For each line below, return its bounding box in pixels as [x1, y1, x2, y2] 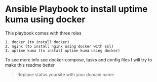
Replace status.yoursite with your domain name [17, 71, 115, 77]
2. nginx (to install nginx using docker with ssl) [5, 44, 114, 49]
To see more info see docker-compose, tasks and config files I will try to [5, 56, 152, 62]
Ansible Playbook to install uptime [5, 3, 148, 15]
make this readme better [5, 62, 55, 68]
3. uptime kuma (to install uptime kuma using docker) [5, 48, 120, 53]
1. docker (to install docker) [5, 39, 70, 45]
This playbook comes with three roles [5, 30, 81, 36]
